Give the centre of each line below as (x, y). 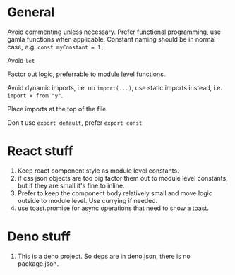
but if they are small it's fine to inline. (71, 185)
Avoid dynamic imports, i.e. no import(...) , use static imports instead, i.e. (115, 87)
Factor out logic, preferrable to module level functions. (86, 74)
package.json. (38, 263)
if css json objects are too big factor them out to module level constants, (122, 178)
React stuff (41, 151)
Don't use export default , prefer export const (75, 122)
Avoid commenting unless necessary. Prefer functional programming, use (114, 32)
